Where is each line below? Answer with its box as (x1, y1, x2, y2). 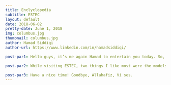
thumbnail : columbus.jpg (5, 36, 58, 41)
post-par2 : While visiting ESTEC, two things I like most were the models (5, 63, 167, 68)
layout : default (5, 17, 40, 22)
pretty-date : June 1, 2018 (5, 26, 63, 31)
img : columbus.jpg (5, 31, 44, 36)
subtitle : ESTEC (5, 12, 40, 17)
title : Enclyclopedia (5, 7, 51, 13)
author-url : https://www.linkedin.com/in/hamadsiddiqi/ (5, 45, 126, 50)
